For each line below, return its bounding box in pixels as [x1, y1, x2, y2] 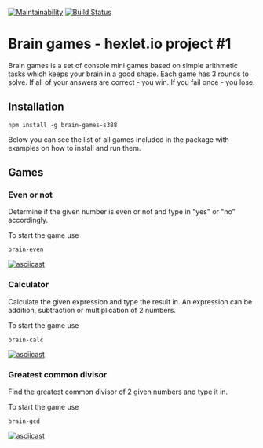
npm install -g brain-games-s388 [8, 121, 118, 129]
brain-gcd [8, 417, 41, 425]
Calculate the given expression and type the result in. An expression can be [8, 297, 253, 306]
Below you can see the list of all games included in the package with [8, 134, 229, 144]
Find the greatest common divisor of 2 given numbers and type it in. [8, 387, 228, 396]
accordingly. [8, 216, 49, 225]
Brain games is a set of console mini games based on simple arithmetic [8, 60, 238, 70]
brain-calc [8, 336, 44, 344]
